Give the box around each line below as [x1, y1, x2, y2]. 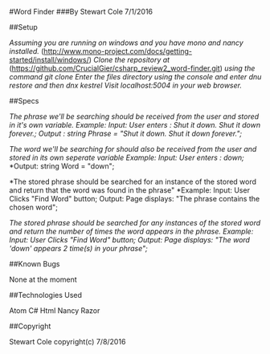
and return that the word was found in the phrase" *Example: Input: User [9, 185, 250, 195]
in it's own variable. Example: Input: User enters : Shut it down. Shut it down [9, 120, 260, 129]
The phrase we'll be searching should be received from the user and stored [9, 112, 260, 121]
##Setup [9, 22, 39, 31]
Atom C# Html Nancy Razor [9, 306, 100, 315]
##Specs [9, 96, 39, 105]
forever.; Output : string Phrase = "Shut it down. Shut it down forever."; [9, 128, 243, 138]
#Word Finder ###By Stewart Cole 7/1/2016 [9, 7, 153, 16]
